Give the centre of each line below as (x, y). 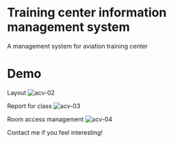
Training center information (87, 13)
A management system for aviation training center (78, 46)
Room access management (45, 119)
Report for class (30, 106)
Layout (17, 92)
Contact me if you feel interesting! (55, 132)
